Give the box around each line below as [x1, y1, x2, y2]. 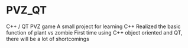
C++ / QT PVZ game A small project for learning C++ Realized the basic [6, 23, 181, 30]
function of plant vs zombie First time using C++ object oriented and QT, [6, 29, 183, 36]
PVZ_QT [6, 4, 47, 17]
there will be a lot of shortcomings [6, 35, 90, 42]
